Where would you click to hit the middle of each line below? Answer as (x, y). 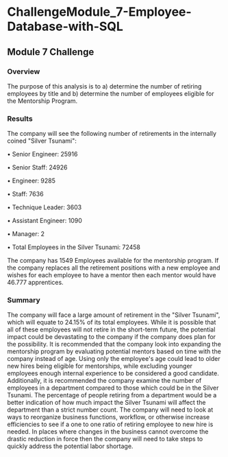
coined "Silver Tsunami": (42, 141)
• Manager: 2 (26, 234)
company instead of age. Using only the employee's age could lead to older (114, 359)
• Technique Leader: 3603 (45, 207)
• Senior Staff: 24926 (37, 167)
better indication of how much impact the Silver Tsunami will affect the (106, 403)
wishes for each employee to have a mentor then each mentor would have (112, 275)
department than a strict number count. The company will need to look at (110, 410)
